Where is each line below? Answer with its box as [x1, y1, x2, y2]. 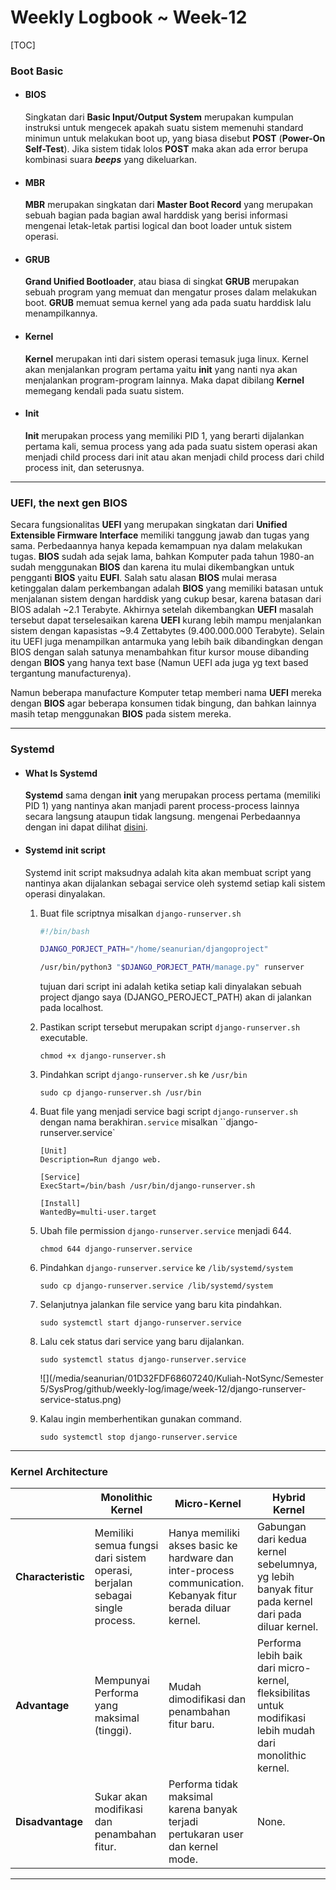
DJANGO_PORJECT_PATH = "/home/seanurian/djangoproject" [39, 944, 269, 955]
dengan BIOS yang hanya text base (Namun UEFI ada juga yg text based [10, 657, 309, 669]
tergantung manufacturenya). [10, 667, 132, 680]
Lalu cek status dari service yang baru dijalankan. [39, 1336, 245, 1348]
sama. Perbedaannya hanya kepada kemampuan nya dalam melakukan [10, 540, 303, 552]
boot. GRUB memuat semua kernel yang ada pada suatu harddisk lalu [24, 297, 312, 309]
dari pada [256, 1607, 302, 1621]
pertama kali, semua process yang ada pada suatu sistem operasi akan [24, 440, 318, 452]
